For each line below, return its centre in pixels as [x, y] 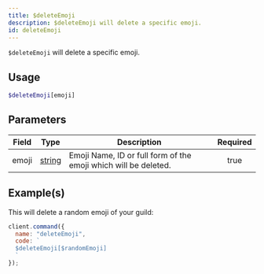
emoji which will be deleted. [120, 165]
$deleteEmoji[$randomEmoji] [61, 249]
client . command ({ [37, 226]
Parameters [37, 120]
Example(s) [37, 193]
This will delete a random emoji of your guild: [81, 212]
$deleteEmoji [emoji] [42, 95]
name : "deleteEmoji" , [51, 234]
